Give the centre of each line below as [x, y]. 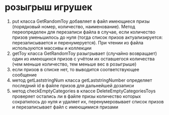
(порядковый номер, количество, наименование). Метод [74, 26]
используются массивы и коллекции [52, 48]
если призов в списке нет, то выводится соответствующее [76, 69]
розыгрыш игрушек [49, 7]
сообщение [24, 75]
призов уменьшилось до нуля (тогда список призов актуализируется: [87, 37]
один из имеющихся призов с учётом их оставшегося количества [83, 59]
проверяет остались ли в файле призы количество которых [76, 96]
